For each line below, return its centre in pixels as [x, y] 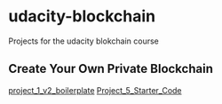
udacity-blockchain [82, 16]
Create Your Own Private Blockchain [111, 69]
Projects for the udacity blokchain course [83, 41]
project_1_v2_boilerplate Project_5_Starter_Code [95, 90]
